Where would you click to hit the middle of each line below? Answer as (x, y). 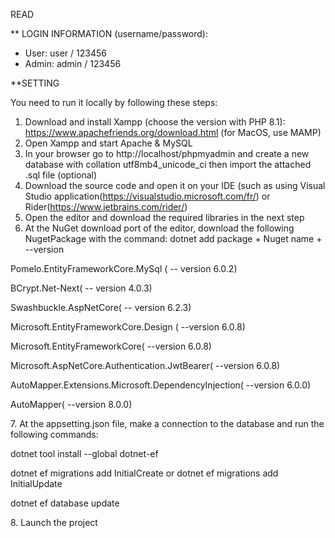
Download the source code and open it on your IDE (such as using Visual (175, 185)
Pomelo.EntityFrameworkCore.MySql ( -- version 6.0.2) (124, 268)
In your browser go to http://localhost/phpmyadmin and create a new (167, 153)
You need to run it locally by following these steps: (114, 102)
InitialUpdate (36, 483)
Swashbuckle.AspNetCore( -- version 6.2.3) (101, 307)
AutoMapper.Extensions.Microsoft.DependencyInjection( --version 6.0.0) (161, 385)
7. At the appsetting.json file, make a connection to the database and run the (167, 423)
